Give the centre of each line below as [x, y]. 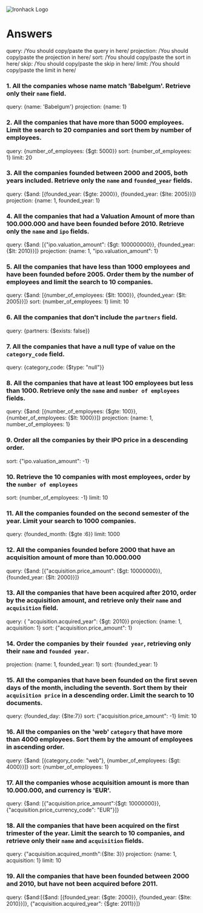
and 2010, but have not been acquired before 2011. [82, 884]
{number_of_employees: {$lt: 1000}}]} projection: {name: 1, [80, 418]
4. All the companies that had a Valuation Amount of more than [101, 216]
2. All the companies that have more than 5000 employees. [95, 123]
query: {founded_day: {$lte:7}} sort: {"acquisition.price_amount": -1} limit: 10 [101, 716]
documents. [25, 703]
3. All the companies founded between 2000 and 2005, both [97, 173]
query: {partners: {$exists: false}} [48, 331]
